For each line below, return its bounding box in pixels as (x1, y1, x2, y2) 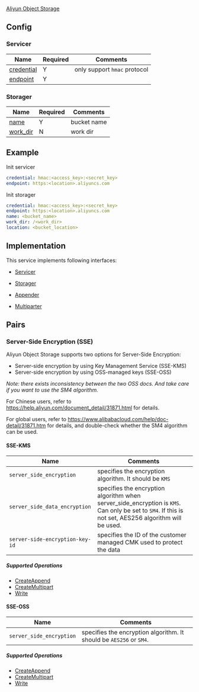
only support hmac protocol (74, 65, 149, 73)
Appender (14, 291, 40, 298)
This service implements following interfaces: (6, 257, 117, 264)
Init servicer (6, 163, 36, 171)
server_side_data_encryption (9, 503, 91, 510)
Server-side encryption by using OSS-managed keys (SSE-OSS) (14, 369, 172, 376)
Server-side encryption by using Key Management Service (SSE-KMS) (14, 363, 187, 370)
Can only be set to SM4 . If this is (97, 506, 184, 514)
